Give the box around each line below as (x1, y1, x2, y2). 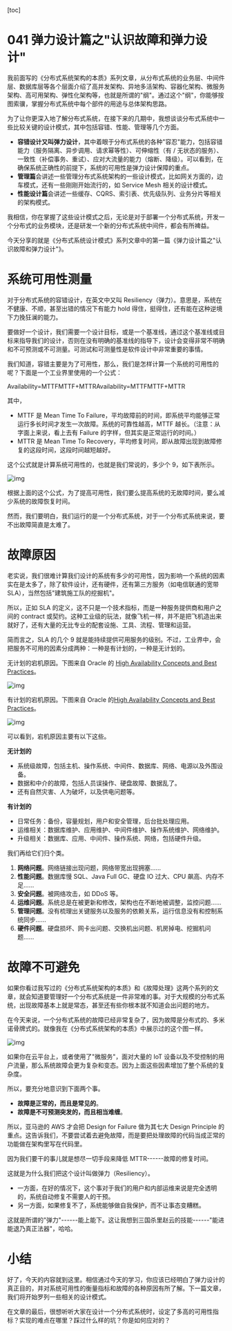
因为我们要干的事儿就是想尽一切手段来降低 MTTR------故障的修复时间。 (7, 1154, 213, 1162)
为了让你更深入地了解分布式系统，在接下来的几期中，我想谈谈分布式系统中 (7, 114, 219, 122)
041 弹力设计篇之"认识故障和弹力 (7, 32, 195, 48)
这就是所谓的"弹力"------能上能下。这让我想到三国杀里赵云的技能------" (7, 1216, 213, 1224)
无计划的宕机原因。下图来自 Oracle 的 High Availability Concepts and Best (7, 658, 217, 667)
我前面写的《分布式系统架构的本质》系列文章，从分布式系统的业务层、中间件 (7, 73, 225, 82)
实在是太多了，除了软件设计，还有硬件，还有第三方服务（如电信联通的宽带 (7, 580, 219, 588)
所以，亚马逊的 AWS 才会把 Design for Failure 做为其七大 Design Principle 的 (7, 1122, 224, 1130)
